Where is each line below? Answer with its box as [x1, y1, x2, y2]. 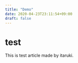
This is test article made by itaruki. [5, 52, 74, 58]
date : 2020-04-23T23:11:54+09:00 [5, 12, 73, 16]
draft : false [5, 16, 31, 21]
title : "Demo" [5, 7, 34, 12]
